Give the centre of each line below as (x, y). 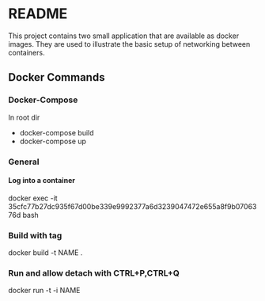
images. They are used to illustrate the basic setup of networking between (129, 44)
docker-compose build (57, 132)
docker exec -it (33, 198)
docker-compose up (53, 141)
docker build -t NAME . (45, 253)
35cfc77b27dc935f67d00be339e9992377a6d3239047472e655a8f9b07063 (132, 206)
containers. (26, 52)
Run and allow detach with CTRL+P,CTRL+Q (94, 272)
